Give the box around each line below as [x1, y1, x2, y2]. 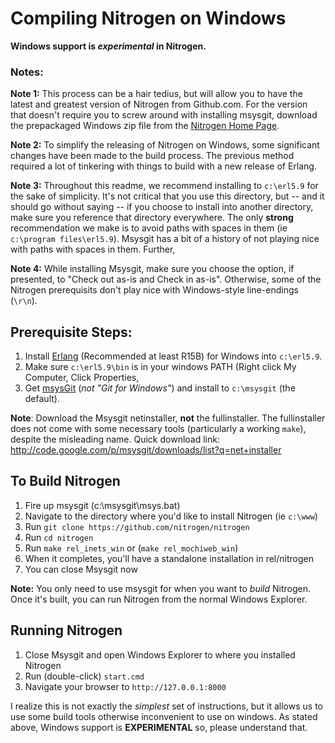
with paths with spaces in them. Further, [10, 243, 176, 256]
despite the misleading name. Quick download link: [10, 433, 220, 446]
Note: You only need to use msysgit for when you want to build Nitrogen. [10, 582, 311, 594]
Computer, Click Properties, [24, 372, 140, 384]
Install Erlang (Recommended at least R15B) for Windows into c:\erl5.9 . [24, 350, 323, 362]
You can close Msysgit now [24, 563, 138, 575]
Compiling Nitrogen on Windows [10, 7, 287, 30]
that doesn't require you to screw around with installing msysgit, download [10, 109, 318, 121]
